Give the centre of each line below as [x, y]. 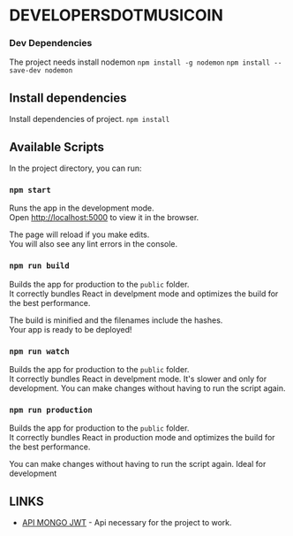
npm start [30, 190]
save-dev [25, 71]
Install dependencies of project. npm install [90, 119]
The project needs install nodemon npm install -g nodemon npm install [140, 62]
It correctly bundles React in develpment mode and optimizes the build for [144, 294]
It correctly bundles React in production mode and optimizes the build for [142, 438]
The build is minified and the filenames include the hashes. [116, 320]
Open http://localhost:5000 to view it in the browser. [104, 218]
